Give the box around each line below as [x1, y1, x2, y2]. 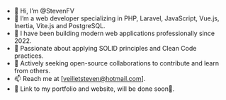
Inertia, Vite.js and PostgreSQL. [13, 22, 106, 30]
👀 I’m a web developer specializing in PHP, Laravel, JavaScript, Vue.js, [13, 14, 220, 23]
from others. [13, 67, 51, 75]
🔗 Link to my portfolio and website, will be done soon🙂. [13, 85, 175, 93]
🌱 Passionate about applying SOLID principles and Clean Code [13, 44, 197, 52]
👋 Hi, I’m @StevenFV [13, 7, 74, 15]
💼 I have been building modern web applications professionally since [13, 29, 215, 37]
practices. [13, 51, 44, 60]
